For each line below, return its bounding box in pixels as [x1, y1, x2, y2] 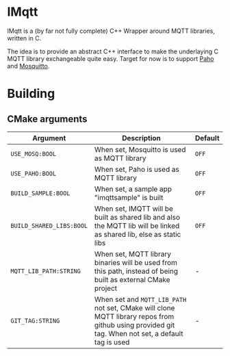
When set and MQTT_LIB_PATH [94, 294, 187, 304]
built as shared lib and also [94, 212, 180, 222]
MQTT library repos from [94, 311, 175, 321]
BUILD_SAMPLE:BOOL [10, 189, 71, 197]
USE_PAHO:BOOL [10, 169, 57, 177]
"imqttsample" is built [94, 192, 164, 202]
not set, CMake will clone [94, 303, 175, 312]
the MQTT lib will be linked [94, 220, 180, 230]
